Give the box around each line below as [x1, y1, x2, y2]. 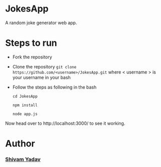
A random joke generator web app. [5, 20, 77, 26]
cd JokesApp [12, 94, 38, 99]
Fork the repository [12, 54, 53, 60]
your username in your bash [12, 74, 71, 80]
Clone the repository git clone [12, 63, 77, 69]
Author [5, 138, 35, 149]
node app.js [12, 111, 38, 116]
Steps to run [5, 37, 58, 49]
